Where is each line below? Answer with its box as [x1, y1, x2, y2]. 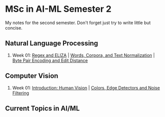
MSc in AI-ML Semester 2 [5, 3, 112, 15]
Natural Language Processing [5, 39, 99, 48]
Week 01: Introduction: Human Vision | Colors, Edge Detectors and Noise [12, 85, 160, 90]
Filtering [12, 90, 30, 96]
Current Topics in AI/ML [5, 104, 80, 113]
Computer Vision [5, 72, 59, 80]
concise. [5, 25, 23, 30]
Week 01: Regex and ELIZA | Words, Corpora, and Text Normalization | [12, 52, 155, 58]
